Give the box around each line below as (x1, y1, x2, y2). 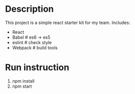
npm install (12, 78, 35, 84)
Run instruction (5, 62, 70, 73)
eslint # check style (12, 39, 52, 45)
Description (5, 3, 54, 15)
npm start (12, 83, 32, 89)
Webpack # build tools (12, 45, 58, 50)
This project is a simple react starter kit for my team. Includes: (5, 20, 131, 25)
